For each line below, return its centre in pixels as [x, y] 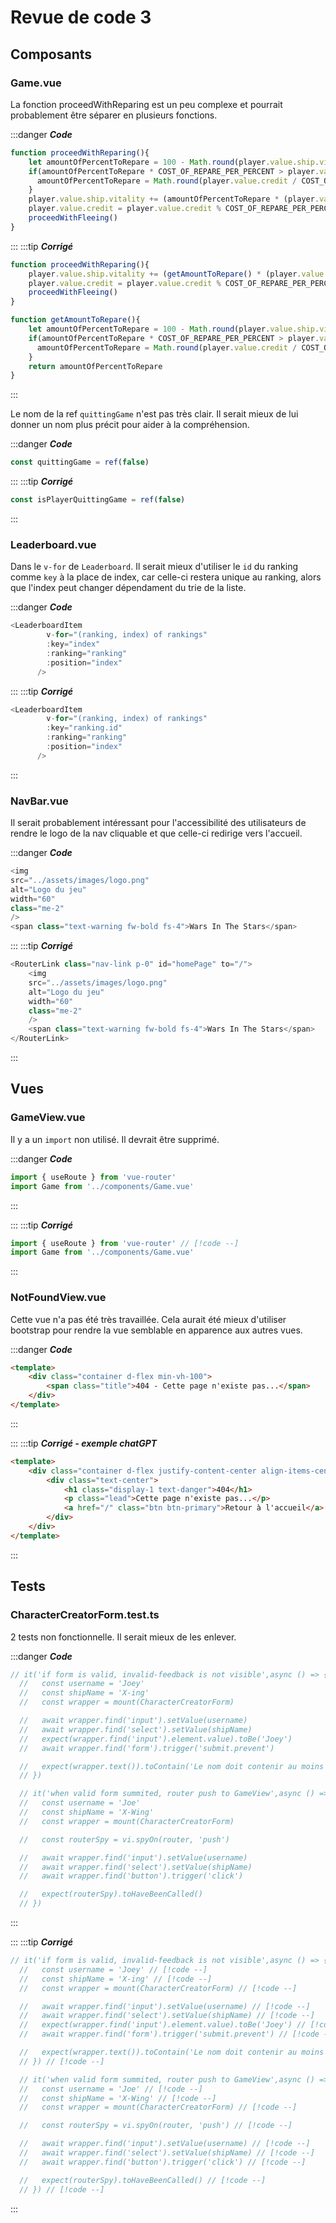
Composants [51, 54]
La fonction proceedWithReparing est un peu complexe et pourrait [146, 104]
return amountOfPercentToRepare [95, 366]
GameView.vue [48, 1118]
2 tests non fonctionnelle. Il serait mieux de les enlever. [123, 1637]
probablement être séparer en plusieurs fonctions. [114, 115]
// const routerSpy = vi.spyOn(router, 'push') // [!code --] [156, 2126]
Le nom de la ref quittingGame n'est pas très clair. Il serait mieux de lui [154, 414]
